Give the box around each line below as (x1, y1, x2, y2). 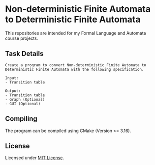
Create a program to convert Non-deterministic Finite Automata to (5, 62, 147, 67)
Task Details (5, 50, 44, 58)
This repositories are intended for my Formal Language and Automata (5, 30, 146, 36)
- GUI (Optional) (5, 101, 41, 106)
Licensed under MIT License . (5, 155, 64, 161)
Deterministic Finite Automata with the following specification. (5, 67, 144, 72)
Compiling (5, 114, 38, 123)
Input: (5, 75, 19, 81)
